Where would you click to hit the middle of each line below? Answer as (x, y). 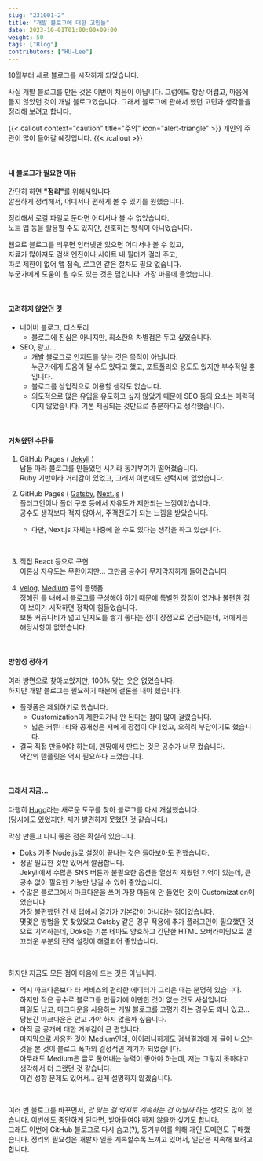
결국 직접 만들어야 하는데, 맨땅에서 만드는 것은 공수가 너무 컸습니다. (122, 746)
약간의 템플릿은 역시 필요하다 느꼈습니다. (81, 756)
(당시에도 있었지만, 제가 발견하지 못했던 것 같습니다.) (88, 820)
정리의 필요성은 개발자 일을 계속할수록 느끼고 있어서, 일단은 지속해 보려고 (142, 1140)
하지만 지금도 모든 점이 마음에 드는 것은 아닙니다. (82, 973)
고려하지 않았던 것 (35, 309)
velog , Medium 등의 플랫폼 (61, 588)
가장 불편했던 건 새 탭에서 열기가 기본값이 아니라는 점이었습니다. (117, 912)
